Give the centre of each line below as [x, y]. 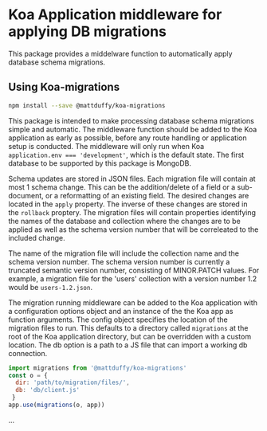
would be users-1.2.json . [51, 287]
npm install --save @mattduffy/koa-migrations [87, 105]
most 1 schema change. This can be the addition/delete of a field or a [122, 187]
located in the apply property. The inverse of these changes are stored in [128, 204]
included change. [37, 237]
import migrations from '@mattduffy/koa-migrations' [98, 368]
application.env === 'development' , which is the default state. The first [126, 155]
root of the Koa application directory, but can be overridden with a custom [130, 336]
